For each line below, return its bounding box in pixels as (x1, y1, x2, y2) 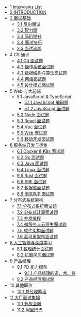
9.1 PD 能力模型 (16, 264, 48, 270)
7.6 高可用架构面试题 (16, 234, 58, 239)
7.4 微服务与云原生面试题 (16, 221, 67, 227)
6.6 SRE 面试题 (16, 179, 47, 184)
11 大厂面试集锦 (9, 295, 40, 300)
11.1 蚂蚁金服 (16, 301, 42, 306)
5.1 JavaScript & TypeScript (16, 94, 72, 99)
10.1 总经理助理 (16, 289, 47, 294)
